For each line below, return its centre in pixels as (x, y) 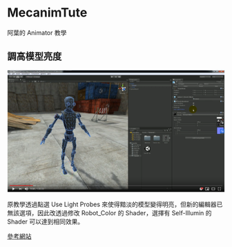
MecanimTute (47, 13)
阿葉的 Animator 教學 (37, 32)
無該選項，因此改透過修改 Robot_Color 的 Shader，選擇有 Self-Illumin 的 (109, 213)
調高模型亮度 (35, 57)
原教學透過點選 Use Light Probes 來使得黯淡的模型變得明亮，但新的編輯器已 (115, 204)
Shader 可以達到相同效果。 (46, 221)
